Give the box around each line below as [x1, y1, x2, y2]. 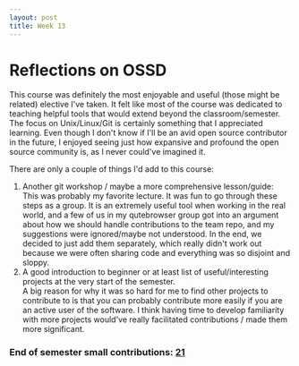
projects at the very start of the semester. [21, 277, 176, 287]
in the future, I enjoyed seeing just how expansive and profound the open [9, 137, 279, 148]
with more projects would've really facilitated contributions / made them [21, 314, 288, 325]
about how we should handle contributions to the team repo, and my [21, 219, 275, 230]
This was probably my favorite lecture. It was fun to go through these [21, 191, 278, 201]
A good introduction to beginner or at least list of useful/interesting [21, 267, 269, 277]
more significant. [21, 324, 85, 335]
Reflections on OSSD [9, 60, 167, 81]
